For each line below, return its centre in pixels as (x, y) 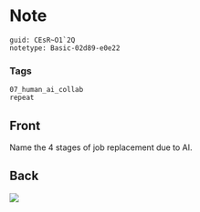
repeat (22, 98)
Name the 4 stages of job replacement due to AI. (101, 147)
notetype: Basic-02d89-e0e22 (65, 48)
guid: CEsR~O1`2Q (42, 40)
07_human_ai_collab (47, 90)
